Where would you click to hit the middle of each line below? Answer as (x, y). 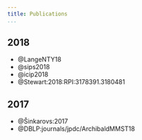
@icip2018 (33, 74)
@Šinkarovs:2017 (43, 122)
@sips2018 (34, 67)
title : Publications (38, 14)
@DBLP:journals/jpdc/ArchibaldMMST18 (76, 129)
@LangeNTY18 (39, 59)
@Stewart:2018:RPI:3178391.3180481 (71, 82)
